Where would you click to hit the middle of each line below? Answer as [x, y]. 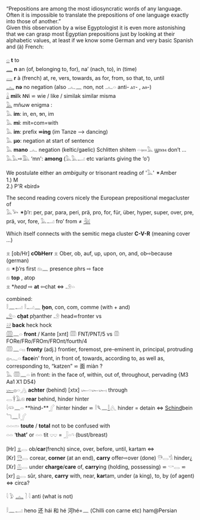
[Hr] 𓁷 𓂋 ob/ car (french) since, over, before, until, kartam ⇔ [80, 449]
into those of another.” [34, 21]
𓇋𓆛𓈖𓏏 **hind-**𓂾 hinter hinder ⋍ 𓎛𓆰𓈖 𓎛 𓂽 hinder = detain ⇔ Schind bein [99, 408]
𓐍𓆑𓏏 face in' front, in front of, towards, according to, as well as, [86, 358]
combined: [19, 299]
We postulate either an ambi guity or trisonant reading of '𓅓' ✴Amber [92, 173]
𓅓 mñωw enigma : [29, 105]
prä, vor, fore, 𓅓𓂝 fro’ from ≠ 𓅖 [48, 221]
